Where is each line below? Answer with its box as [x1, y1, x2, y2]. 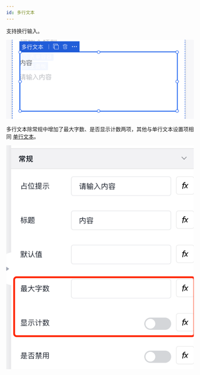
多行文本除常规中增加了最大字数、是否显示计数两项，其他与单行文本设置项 [6, 125, 189, 133]
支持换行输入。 [6, 27, 43, 34]
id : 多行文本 [6, 10, 35, 15]
